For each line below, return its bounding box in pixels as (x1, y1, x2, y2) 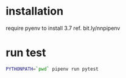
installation (5, 4, 64, 18)
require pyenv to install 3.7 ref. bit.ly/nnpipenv (5, 24, 121, 32)
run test (5, 46, 46, 60)
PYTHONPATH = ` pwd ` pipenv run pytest (5, 66, 99, 72)
